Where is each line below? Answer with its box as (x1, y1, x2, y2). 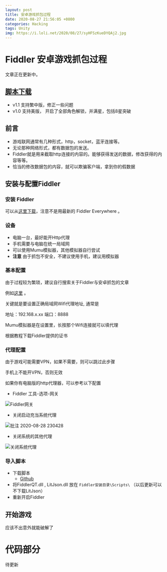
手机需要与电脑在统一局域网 (12, 240, 70, 246)
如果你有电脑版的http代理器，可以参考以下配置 (5, 380, 101, 386)
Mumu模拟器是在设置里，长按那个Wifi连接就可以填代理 (5, 322, 118, 328)
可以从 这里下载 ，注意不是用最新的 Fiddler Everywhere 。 (5, 208, 122, 214)
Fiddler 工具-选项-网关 (12, 391, 59, 397)
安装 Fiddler (5, 196, 34, 203)
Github (19, 476, 34, 482)
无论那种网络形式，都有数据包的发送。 (12, 145, 91, 151)
